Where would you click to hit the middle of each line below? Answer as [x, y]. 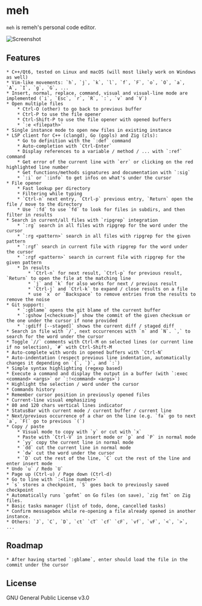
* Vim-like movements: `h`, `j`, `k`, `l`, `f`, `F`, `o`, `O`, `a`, [96, 82]
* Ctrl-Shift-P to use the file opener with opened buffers [94, 119]
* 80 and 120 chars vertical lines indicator [64, 405]
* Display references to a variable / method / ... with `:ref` [100, 151]
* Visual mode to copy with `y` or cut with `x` [80, 432]
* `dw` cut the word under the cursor [66, 453]
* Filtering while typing [50, 194]
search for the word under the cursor [55, 336]
